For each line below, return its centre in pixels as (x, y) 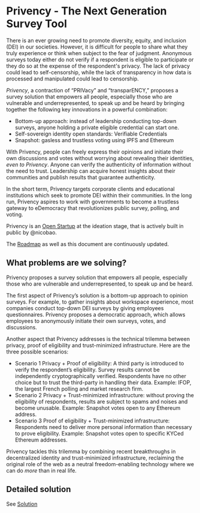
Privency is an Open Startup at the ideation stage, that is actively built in (95, 226)
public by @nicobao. (31, 232)
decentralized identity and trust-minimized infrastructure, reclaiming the (95, 458)
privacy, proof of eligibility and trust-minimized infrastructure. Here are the (98, 345)
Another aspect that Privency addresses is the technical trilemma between (98, 339)
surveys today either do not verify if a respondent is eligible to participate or (100, 59)
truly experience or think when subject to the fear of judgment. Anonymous (99, 53)
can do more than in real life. (41, 470)
